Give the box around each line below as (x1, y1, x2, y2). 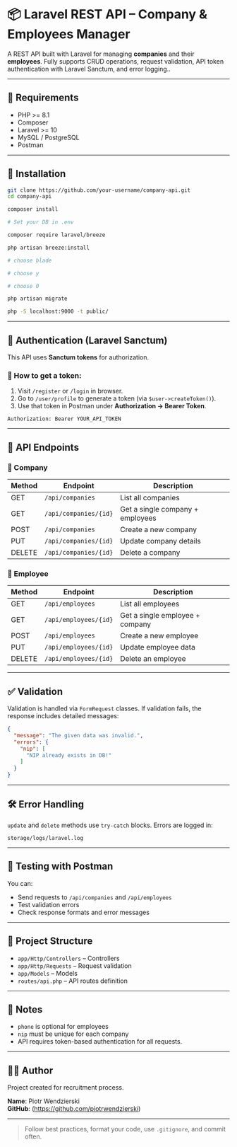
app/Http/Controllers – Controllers (17, 954, 120, 962)
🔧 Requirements (7, 92, 79, 104)
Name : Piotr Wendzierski (7, 1097, 80, 1105)
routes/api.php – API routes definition (17, 976, 128, 985)
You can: (7, 879, 33, 887)
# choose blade (7, 257, 52, 264)
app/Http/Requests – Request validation (17, 961, 132, 970)
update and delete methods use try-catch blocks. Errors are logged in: (7, 821, 213, 829)
